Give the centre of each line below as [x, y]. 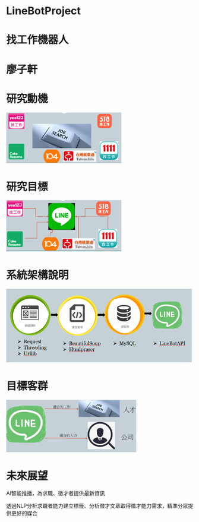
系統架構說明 [38, 275]
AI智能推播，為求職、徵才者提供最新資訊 [56, 493]
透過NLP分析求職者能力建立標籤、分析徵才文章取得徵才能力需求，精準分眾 [97, 506]
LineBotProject [44, 11]
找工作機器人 [38, 40]
